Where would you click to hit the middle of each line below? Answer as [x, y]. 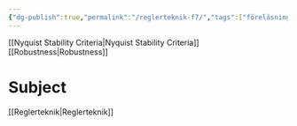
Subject [38, 87]
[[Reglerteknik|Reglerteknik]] [61, 112]
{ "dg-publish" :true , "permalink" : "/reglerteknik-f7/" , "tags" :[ [125, 17]
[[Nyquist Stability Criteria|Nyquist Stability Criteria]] [104, 42]
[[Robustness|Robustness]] [58, 52]
